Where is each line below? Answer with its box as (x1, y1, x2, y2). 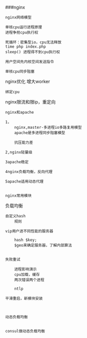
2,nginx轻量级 (5, 150, 33, 155)
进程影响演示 (14, 267, 37, 272)
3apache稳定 (5, 159, 29, 164)
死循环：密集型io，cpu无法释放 (5, 40, 62, 45)
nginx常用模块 (5, 193, 32, 198)
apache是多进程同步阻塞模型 (14, 130, 65, 135)
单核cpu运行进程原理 (5, 25, 42, 30)
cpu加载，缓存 (14, 272, 40, 277)
